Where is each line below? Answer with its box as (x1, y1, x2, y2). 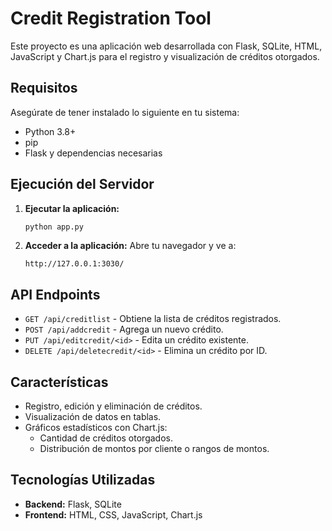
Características (10, 373, 109, 391)
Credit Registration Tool (10, 7, 212, 30)
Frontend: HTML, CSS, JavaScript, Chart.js (24, 508, 203, 521)
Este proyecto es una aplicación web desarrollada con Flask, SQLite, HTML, (10, 40, 323, 52)
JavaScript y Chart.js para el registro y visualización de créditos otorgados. (10, 50, 320, 62)
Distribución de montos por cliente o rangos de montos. (39, 443, 270, 455)
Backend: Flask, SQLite (24, 498, 122, 510)
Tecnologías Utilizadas (10, 472, 156, 489)
